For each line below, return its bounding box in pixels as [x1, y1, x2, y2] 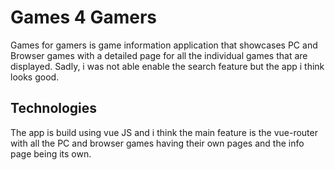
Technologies [10, 100, 98, 117]
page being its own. [10, 147, 92, 160]
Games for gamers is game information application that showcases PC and [10, 39, 318, 51]
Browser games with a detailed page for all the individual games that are [10, 49, 308, 61]
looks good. [10, 71, 60, 83]
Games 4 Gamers [10, 6, 157, 29]
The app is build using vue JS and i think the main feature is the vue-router [10, 126, 318, 138]
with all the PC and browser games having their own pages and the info [10, 137, 305, 149]
